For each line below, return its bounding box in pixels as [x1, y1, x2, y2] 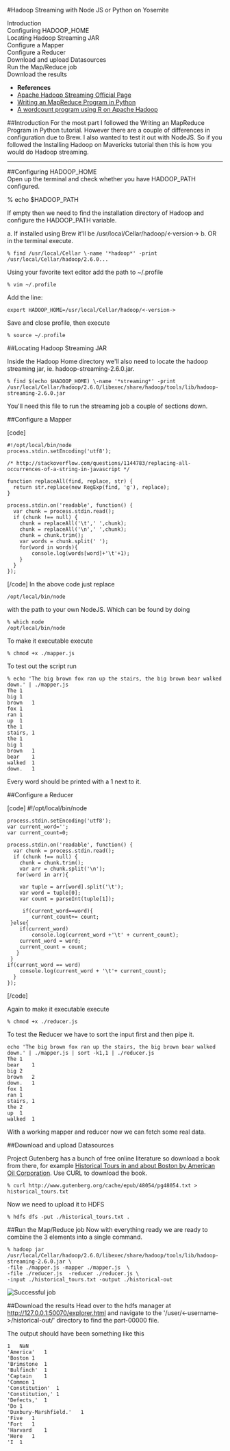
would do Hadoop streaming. [7, 148, 89, 156]
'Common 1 [7, 1379, 36, 1386]
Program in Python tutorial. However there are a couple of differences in [7, 126, 211, 134]
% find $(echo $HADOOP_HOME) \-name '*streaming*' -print [7, 378, 176, 385]
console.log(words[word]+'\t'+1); [31, 550, 130, 557]
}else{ [10, 919, 29, 926]
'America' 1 [7, 1349, 48, 1356]
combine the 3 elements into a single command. [7, 1233, 142, 1241]
